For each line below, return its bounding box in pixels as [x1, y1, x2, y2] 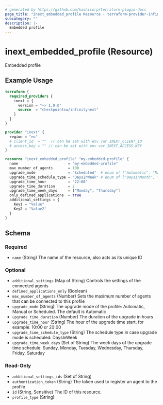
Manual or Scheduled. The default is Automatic [12, 309, 106, 314]
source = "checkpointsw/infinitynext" [17, 108, 98, 112]
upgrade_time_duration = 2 [9, 184, 75, 189]
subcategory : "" [5, 16, 38, 21]
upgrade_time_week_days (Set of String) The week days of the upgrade [12, 340, 152, 346]
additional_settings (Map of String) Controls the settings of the [12, 278, 141, 284]
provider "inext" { [5, 129, 45, 134]
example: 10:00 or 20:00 [12, 324, 62, 330]
